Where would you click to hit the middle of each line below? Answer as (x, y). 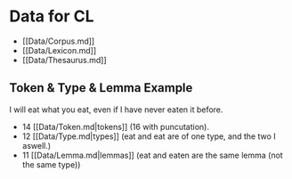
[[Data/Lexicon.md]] (59, 50)
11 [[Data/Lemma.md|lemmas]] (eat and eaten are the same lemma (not (152, 155)
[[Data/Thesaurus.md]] (64, 60)
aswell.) (36, 145)
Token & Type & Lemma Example (101, 88)
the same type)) (51, 164)
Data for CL (52, 16)
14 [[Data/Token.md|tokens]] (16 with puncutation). (116, 126)
